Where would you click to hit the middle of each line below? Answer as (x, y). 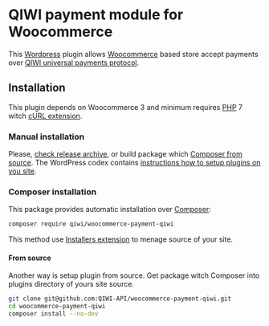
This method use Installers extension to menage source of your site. (121, 239)
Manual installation (47, 137)
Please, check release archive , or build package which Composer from (125, 154)
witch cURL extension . (45, 116)
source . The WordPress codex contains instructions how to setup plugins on (134, 163)
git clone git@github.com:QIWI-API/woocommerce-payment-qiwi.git (120, 299)
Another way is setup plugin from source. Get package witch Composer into (134, 275)
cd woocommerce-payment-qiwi (57, 307)
